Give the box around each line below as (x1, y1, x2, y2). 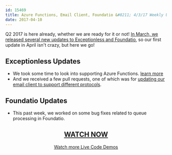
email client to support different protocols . (12, 82, 102, 88)
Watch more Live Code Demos (53, 144, 118, 150)
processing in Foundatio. (12, 115, 66, 121)
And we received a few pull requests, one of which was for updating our (12, 76, 165, 82)
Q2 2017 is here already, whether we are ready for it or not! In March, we (5, 31, 159, 37)
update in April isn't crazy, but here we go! (5, 42, 95, 48)
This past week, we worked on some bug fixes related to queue (12, 110, 147, 116)
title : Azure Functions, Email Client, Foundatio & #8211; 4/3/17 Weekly (5, 12, 164, 17)
